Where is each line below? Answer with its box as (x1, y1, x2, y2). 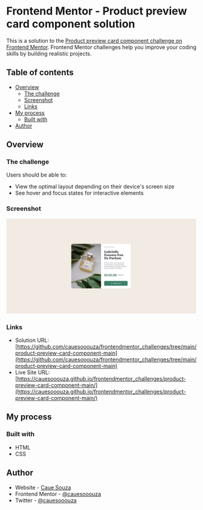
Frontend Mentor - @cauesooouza (14, 490, 101, 497)
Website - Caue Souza (14, 483, 71, 491)
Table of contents (6, 68, 74, 78)
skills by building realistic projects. (6, 50, 92, 57)
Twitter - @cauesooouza (14, 497, 77, 504)
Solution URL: (14, 337, 50, 344)
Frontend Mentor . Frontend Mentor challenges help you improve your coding (6, 44, 197, 51)
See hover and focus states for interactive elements (14, 189, 144, 197)
